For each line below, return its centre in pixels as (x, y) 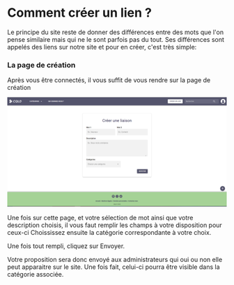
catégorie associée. (36, 275)
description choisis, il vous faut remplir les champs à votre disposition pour (115, 225)
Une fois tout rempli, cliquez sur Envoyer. (66, 246)
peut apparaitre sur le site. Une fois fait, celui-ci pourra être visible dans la (114, 267)
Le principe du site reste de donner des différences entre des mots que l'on (116, 32)
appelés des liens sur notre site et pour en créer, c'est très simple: (102, 47)
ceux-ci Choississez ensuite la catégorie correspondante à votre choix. (109, 233)
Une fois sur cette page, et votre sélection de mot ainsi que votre (100, 218)
